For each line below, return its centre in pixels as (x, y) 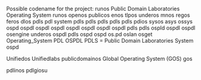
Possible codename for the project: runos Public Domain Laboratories (93, 9)
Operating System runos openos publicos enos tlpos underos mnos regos (98, 15)
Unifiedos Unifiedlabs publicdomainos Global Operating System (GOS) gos (99, 59)
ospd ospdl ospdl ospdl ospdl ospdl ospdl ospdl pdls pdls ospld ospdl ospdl (101, 28)
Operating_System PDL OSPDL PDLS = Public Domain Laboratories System (100, 41)
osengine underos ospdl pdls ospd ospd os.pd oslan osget (79, 34)
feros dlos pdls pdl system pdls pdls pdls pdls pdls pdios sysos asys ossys (99, 21)
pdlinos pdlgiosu (27, 70)
